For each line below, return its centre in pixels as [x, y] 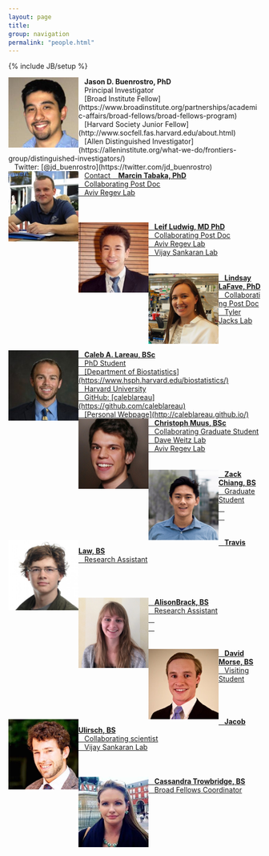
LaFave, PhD [240, 287]
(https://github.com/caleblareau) [132, 406]
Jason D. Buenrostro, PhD [127, 82]
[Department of [109, 372]
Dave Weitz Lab [180, 440]
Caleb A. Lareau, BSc [120, 355]
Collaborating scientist [121, 739]
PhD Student [105, 363]
